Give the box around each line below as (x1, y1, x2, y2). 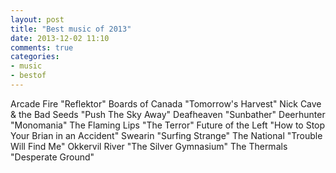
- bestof (10, 71, 47, 81)
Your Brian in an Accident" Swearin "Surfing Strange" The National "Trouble (10, 129, 323, 141)
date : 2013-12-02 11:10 (10, 33, 110, 43)
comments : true (10, 42, 74, 53)
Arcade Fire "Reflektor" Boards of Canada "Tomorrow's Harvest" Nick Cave (10, 97, 322, 110)
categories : (10, 52, 60, 62)
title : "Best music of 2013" (10, 24, 132, 34)
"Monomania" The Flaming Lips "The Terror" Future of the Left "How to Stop (10, 119, 326, 131)
